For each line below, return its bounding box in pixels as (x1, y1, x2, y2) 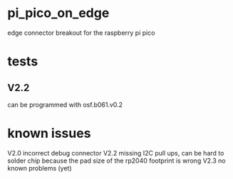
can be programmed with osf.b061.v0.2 (7, 100, 123, 109)
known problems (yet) (7, 163, 73, 172)
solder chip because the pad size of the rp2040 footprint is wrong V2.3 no (7, 156, 226, 165)
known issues (7, 126, 91, 141)
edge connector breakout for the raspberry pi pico (7, 28, 155, 37)
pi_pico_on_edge (7, 5, 110, 21)
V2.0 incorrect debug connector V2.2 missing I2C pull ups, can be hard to (7, 148, 224, 157)
